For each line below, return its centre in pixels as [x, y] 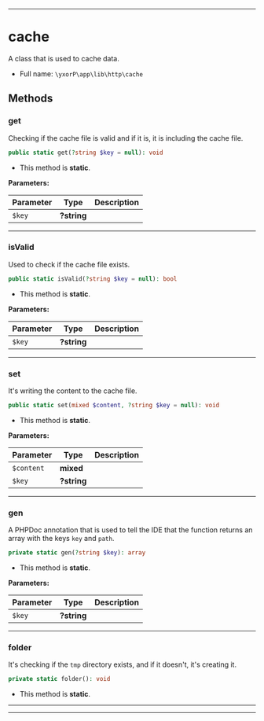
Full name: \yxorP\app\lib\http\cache [81, 74]
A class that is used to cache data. [64, 58]
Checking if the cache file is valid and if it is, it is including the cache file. [126, 138]
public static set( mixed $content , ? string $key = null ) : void [114, 405]
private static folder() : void [59, 679]
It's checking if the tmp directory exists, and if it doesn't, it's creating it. [123, 664]
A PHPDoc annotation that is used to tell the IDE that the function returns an [130, 530]
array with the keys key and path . [61, 539]
